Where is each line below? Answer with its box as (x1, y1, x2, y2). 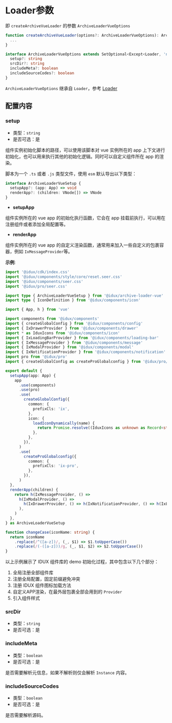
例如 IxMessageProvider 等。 (14, 249, 73, 254)
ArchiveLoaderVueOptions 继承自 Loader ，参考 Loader (5, 85, 118, 91)
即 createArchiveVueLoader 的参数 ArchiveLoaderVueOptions (5, 23, 131, 29)
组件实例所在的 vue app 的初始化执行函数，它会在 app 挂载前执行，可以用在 (5, 215, 166, 221)
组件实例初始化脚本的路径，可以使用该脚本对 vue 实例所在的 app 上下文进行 (5, 147, 165, 153)
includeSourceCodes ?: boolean (10, 71, 74, 76)
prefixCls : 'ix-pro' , (32, 464, 79, 469)
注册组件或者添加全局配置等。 (5, 221, 68, 227)
